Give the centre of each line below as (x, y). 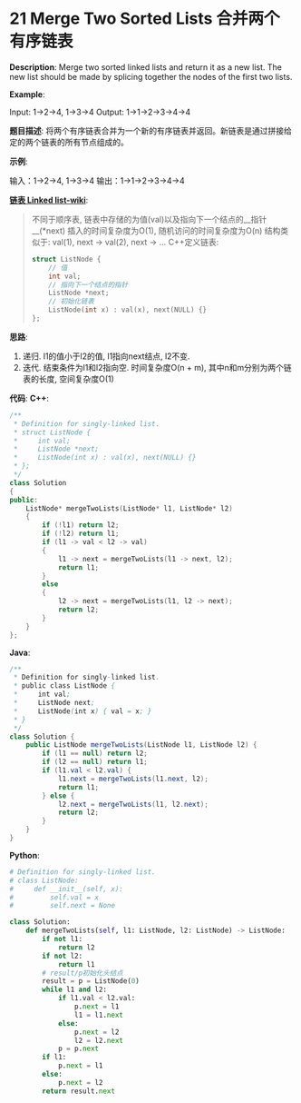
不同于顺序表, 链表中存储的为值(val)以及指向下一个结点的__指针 (149, 219)
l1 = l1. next (99, 1015)
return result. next (79, 1091)
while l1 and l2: (74, 990)
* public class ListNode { (64, 686)
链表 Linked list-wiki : (49, 200)
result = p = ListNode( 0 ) (91, 981)
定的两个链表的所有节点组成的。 (69, 142)
